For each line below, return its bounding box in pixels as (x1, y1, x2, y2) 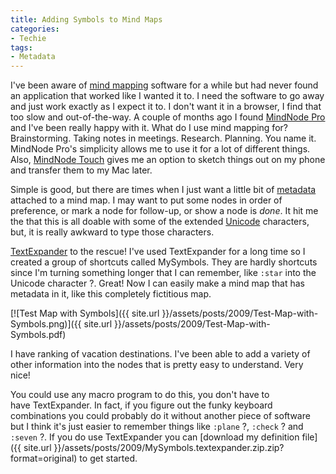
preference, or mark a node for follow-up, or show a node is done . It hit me (10, 205, 319, 217)
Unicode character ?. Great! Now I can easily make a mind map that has (10, 277, 305, 290)
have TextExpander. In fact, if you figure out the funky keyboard (10, 399, 273, 411)
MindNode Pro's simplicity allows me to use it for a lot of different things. (10, 143, 311, 155)
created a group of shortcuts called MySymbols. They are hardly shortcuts (10, 256, 318, 268)
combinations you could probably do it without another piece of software (10, 410, 311, 422)
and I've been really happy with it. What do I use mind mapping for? (10, 122, 288, 134)
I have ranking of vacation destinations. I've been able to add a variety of (10, 348, 311, 360)
